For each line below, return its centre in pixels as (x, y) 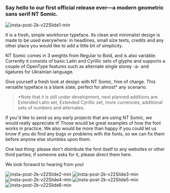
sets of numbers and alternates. (51, 108)
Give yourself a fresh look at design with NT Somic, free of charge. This (80, 82)
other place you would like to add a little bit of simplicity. (64, 46)
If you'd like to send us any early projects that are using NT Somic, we (79, 118)
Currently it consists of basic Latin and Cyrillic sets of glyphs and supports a (85, 61)
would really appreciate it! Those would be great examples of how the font (83, 123)
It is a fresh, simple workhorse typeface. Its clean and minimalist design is (83, 35)
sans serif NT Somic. (32, 14)
